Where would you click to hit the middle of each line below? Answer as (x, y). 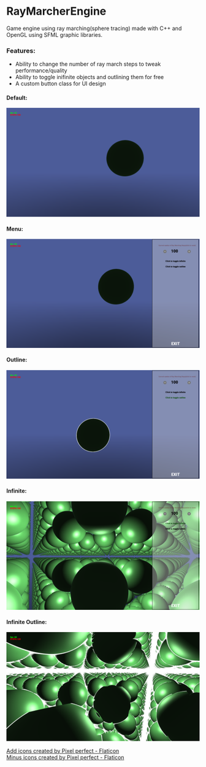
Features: (21, 50)
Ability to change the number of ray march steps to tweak (88, 64)
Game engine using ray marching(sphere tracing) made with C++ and (94, 28)
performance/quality (41, 71)
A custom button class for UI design (60, 83)
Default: (17, 98)
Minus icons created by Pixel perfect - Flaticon (65, 757)
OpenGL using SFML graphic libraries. (55, 34)
